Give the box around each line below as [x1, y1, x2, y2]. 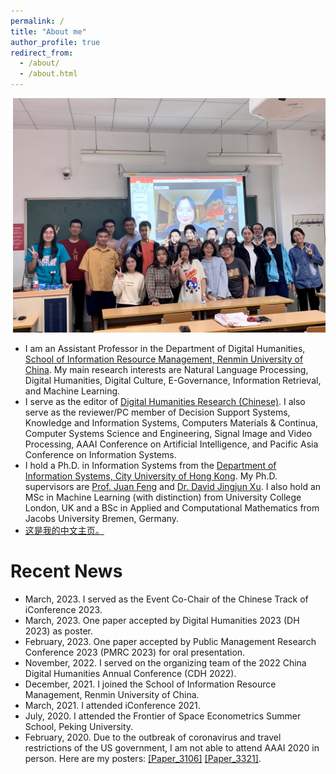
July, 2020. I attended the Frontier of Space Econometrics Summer [24, 710, 302, 722]
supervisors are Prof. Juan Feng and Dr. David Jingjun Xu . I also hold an [24, 481, 322, 492]
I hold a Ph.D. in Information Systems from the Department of [24, 460, 277, 471]
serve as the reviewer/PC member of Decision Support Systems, [24, 406, 291, 418]
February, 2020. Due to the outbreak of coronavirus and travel [24, 731, 282, 743]
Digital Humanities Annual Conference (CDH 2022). [24, 667, 237, 679]
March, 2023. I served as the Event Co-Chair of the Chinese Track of [24, 593, 309, 605]
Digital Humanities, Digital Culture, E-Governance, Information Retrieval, [24, 375, 322, 386]
